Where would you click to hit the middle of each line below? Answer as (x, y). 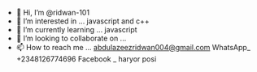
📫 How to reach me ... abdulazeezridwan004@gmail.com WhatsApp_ (133, 47)
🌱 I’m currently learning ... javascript (76, 30)
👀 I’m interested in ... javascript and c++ (83, 21)
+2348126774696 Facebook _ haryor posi (86, 59)
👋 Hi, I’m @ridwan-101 (53, 13)
